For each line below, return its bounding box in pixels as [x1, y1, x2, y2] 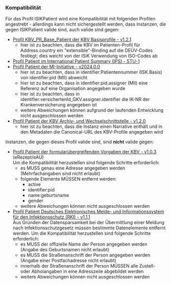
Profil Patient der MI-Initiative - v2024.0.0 [12, 63, 101, 70]
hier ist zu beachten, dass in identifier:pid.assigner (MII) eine [20, 80, 148, 86]
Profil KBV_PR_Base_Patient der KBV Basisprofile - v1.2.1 [12, 36, 132, 42]
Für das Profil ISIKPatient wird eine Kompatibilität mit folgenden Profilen [5, 16, 156, 22]
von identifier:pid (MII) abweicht [20, 75, 88, 81]
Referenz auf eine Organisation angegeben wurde [20, 85, 126, 92]
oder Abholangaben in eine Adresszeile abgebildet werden [20, 268, 144, 275]
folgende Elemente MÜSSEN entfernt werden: [20, 176, 117, 182]
